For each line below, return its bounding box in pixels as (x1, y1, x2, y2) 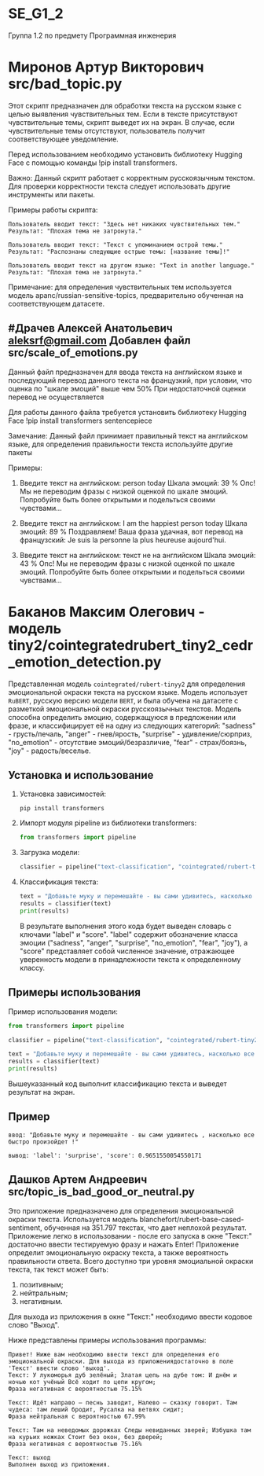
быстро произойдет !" (8, 1137, 79, 1146)
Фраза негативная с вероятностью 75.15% (8, 1385, 143, 1393)
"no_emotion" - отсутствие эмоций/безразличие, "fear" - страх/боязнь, (8, 737, 247, 747)
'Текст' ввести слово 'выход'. (8, 1364, 111, 1372)
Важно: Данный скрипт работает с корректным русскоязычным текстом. (8, 173, 255, 182)
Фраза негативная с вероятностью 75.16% (8, 1440, 143, 1448)
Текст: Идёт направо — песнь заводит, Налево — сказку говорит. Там (8, 1398, 237, 1407)
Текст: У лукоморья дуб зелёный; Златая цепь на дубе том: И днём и (8, 1371, 237, 1379)
